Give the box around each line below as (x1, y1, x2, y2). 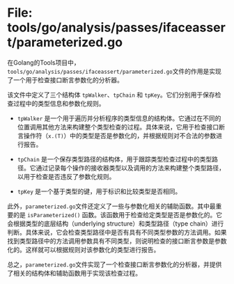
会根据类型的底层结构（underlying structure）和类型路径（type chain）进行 (7, 219, 224, 228)
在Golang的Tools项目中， (7, 58, 80, 67)
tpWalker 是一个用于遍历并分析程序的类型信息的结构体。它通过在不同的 (17, 113, 221, 123)
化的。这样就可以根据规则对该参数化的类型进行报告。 (7, 245, 160, 253)
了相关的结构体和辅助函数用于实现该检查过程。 (7, 269, 141, 277)
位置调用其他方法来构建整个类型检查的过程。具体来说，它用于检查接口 (17, 123, 219, 131)
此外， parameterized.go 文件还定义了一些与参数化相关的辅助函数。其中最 (7, 202, 216, 210)
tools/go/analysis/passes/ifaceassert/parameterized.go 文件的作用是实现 (7, 67, 221, 75)
